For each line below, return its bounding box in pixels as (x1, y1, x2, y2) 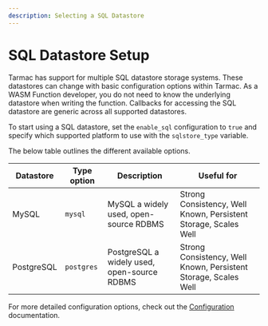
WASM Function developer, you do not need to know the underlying (8, 89, 231, 99)
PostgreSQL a (107, 246, 160, 257)
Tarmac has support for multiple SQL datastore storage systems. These (8, 73, 243, 82)
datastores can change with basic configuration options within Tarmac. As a (8, 81, 258, 90)
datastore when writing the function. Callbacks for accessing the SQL (8, 97, 237, 108)
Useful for (198, 169, 238, 181)
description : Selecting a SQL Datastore (8, 11, 145, 20)
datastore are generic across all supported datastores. (8, 106, 187, 116)
